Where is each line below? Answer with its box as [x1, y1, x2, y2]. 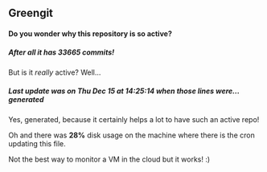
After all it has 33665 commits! [8, 47, 115, 57]
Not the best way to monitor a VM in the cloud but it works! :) [8, 154, 211, 164]
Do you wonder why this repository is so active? [8, 28, 173, 39]
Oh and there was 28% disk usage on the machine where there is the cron [8, 130, 255, 140]
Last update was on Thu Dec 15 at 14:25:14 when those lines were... [8, 86, 240, 96]
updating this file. [8, 138, 66, 148]
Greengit [8, 6, 54, 20]
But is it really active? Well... [8, 68, 101, 77]
